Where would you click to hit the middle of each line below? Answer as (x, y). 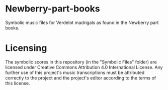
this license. (18, 83)
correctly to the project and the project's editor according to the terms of (81, 77)
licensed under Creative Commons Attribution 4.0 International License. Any (84, 67)
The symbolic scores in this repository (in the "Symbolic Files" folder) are (81, 62)
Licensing (26, 48)
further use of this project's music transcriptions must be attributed (75, 72)
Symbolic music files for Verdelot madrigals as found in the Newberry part (82, 22)
